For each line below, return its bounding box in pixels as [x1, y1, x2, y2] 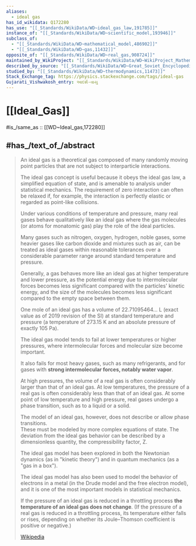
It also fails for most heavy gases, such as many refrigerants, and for [20, 360, 185, 367]
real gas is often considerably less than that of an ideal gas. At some [20, 389, 185, 396]
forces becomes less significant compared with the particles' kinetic [20, 282, 185, 289]
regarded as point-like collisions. [20, 198, 99, 205]
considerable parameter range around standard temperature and [20, 252, 176, 259]
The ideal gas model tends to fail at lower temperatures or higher [20, 336, 177, 343]
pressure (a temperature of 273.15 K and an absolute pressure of [20, 318, 176, 325]
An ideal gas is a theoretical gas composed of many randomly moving [20, 156, 188, 163]
